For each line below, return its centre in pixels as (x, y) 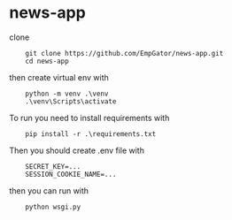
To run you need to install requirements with (89, 118)
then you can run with (49, 190)
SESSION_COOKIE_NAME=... (71, 174)
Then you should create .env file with (77, 150)
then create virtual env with (59, 77)
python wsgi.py (53, 207)
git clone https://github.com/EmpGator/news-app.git (124, 53)
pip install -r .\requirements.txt (91, 134)
